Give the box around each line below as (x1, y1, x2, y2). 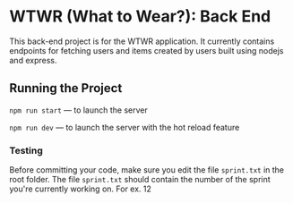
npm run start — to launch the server (9, 105, 148, 115)
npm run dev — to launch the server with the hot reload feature (9, 122, 240, 132)
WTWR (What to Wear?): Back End (9, 6, 271, 27)
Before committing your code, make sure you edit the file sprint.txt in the (9, 165, 285, 175)
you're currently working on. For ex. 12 (9, 183, 152, 194)
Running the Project (9, 80, 123, 96)
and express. (9, 55, 57, 65)
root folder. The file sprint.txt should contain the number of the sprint (9, 174, 271, 185)
